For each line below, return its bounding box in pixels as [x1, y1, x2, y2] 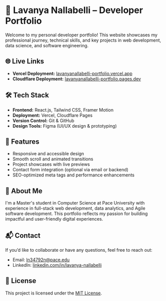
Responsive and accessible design [12, 151, 84, 157]
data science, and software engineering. [5, 42, 89, 48]
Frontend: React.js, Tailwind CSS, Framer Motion [12, 107, 114, 113]
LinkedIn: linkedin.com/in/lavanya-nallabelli [12, 262, 102, 268]
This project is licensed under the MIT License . [5, 290, 102, 296]
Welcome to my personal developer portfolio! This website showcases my [5, 32, 158, 38]
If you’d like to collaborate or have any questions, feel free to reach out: [5, 247, 153, 253]
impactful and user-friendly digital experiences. [5, 216, 103, 222]
